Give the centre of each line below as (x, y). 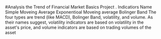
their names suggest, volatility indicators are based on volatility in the (74, 22)
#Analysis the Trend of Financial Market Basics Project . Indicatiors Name (79, 7)
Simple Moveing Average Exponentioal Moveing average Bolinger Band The (81, 12)
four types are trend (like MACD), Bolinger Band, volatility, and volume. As (79, 17)
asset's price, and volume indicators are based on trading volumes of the (78, 27)
